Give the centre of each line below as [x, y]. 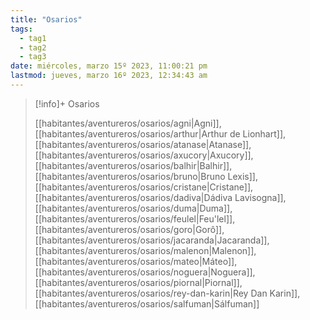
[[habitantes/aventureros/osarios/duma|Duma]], [133, 208]
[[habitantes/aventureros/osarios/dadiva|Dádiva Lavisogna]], [160, 197]
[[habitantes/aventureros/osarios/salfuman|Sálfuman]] [147, 303]
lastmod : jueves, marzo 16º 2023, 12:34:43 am [109, 76]
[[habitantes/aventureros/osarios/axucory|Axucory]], [144, 155]
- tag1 [33, 38]
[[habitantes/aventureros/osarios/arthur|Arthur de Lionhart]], [160, 133]
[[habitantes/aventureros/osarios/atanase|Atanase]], [143, 144]
